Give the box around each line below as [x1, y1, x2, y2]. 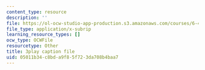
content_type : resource [6, 9, 67, 15]
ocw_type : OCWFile [6, 37, 53, 43]
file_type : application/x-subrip [6, 26, 92, 32]
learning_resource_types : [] [6, 32, 81, 38]
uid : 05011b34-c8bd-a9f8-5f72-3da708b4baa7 [6, 54, 119, 60]
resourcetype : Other [6, 43, 59, 49]
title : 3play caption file [6, 49, 75, 55]
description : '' [6, 15, 48, 21]
